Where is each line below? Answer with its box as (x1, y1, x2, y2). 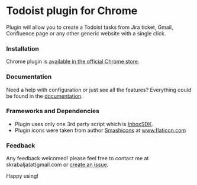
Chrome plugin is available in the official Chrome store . (6, 58, 140, 65)
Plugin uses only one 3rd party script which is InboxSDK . (14, 120, 154, 127)
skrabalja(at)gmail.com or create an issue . (6, 161, 109, 169)
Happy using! (6, 173, 38, 180)
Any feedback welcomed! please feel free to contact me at (6, 155, 149, 162)
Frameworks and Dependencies (6, 107, 99, 115)
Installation (6, 44, 40, 52)
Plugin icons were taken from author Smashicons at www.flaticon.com (14, 127, 186, 134)
